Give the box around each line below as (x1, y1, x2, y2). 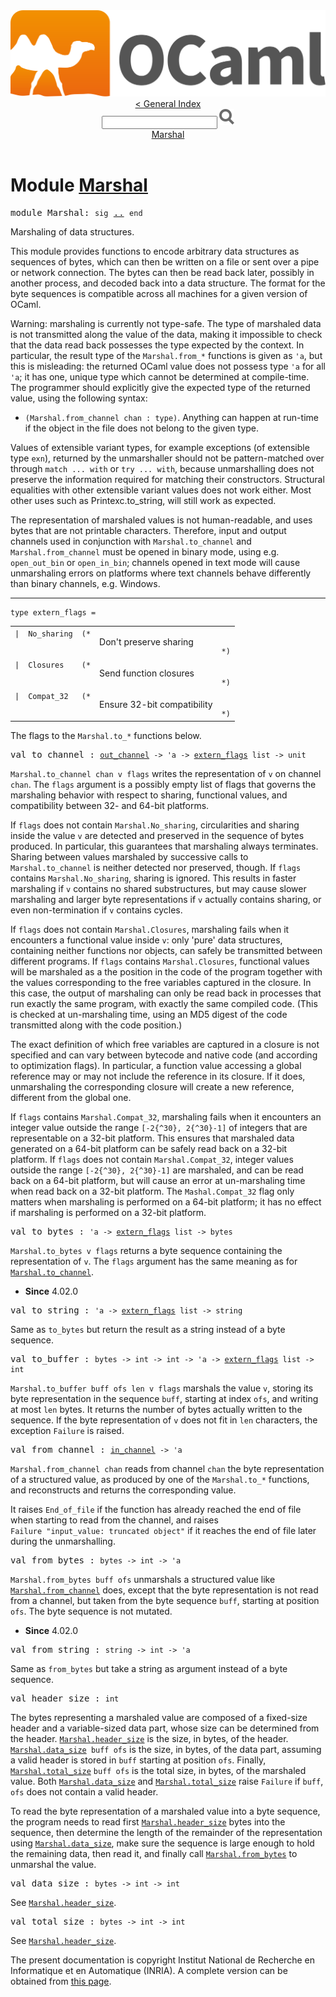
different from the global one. (10, 1091, 132, 1103)
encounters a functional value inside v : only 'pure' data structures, (10, 934, 283, 946)
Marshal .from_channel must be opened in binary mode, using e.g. (10, 546, 280, 558)
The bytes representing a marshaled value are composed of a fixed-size (10, 1711, 308, 1723)
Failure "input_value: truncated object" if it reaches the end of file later (10, 1524, 317, 1536)
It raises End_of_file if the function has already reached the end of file (10, 1503, 302, 1515)
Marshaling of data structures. (10, 226, 135, 238)
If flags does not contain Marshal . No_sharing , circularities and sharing (10, 819, 300, 831)
